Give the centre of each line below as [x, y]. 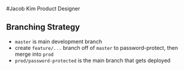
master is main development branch [58, 42]
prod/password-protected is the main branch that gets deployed [93, 60]
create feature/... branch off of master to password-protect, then [96, 47]
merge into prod [34, 54]
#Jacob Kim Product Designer [43, 9]
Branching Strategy [43, 27]
